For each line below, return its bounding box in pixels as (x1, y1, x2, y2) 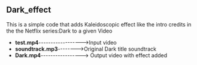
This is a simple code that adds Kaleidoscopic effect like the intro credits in (6, 20, 192, 28)
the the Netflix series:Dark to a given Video (6, 27, 113, 34)
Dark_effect (6, 5, 51, 15)
